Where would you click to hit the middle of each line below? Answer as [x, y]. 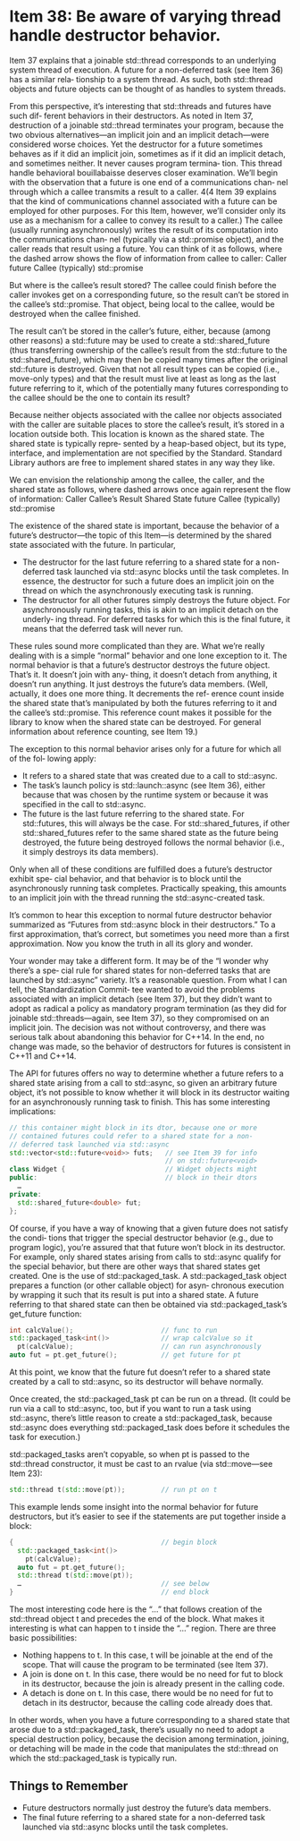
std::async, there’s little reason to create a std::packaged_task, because [141, 1418]
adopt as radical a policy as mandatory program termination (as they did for [148, 1008]
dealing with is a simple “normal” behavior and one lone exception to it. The [148, 655]
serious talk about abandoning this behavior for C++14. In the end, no [137, 1036]
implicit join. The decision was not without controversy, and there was [137, 1027]
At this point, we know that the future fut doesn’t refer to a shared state [140, 1372]
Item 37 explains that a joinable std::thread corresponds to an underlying [143, 60]
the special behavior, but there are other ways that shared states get [135, 1266]
